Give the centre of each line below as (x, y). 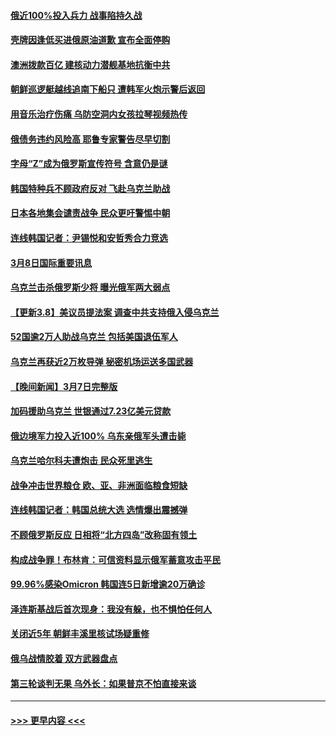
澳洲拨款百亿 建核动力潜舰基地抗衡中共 (90, 64)
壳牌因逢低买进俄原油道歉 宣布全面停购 (90, 40)
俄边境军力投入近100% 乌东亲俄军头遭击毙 (98, 436)
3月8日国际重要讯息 (51, 262)
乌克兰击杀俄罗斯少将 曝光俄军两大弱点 (90, 287)
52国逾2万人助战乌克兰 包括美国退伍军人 (94, 337)
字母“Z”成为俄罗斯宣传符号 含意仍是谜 (89, 164)
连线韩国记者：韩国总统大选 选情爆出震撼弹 (99, 510)
